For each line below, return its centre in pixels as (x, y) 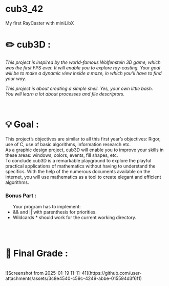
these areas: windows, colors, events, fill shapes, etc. (62, 155)
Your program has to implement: (47, 207)
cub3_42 (24, 9)
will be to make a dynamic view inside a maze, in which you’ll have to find (84, 73)
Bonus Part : (21, 196)
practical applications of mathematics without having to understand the (80, 166)
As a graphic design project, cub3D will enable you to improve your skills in (84, 150)
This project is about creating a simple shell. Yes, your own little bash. (79, 88)
